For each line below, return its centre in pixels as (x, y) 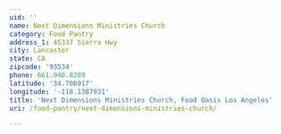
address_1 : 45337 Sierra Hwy (63, 42)
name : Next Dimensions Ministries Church (87, 26)
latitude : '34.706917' (51, 83)
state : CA (28, 59)
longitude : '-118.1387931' (59, 91)
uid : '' (24, 17)
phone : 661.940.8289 (48, 75)
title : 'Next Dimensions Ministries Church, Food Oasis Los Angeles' (141, 100)
